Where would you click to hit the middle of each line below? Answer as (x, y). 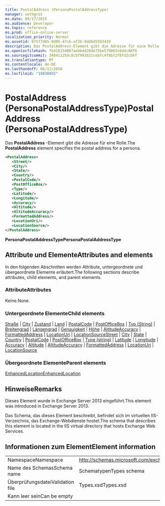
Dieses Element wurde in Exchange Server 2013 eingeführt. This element (78, 401)
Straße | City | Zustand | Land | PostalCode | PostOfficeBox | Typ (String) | (80, 324)
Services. (15, 431)
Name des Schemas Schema (40, 468)
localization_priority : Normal (37, 37)
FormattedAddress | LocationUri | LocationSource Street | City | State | (76, 335)
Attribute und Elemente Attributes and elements (79, 255)
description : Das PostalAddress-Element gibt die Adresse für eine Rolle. (83, 46)
